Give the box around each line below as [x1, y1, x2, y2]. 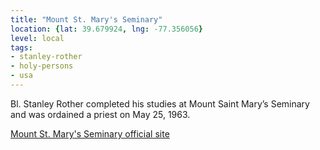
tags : [10, 42, 33, 53]
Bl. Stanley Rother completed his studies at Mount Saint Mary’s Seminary [10, 97, 310, 110]
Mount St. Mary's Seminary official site [10, 127, 170, 140]
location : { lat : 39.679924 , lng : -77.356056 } [10, 24, 203, 34]
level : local [10, 33, 65, 43]
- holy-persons [10, 61, 74, 71]
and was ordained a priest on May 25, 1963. [10, 108, 191, 120]
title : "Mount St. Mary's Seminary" [10, 14, 163, 25]
